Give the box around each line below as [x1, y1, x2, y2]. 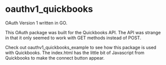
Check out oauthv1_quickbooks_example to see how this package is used [5, 44, 156, 50]
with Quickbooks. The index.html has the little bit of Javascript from [5, 50, 145, 56]
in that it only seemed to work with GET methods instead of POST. [5, 35, 141, 41]
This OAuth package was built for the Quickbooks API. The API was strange [5, 29, 161, 35]
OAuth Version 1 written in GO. [5, 20, 67, 26]
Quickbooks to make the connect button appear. [5, 55, 105, 61]
